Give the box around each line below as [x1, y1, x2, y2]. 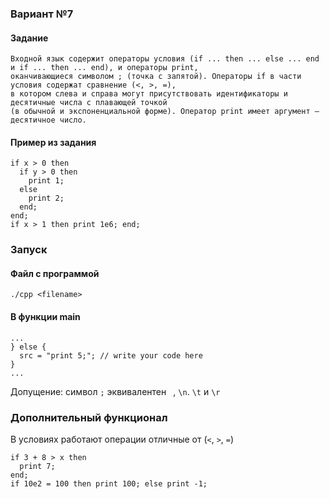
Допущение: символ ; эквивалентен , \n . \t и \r [10, 385, 221, 397]
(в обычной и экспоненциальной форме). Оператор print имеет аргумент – [10, 107, 320, 117]
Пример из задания [10, 136, 97, 148]
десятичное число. [10, 115, 87, 126]
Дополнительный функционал [10, 410, 168, 424]
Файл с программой [10, 267, 100, 279]
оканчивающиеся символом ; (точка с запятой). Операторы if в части [10, 72, 302, 82]
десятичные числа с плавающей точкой [10, 98, 168, 108]
